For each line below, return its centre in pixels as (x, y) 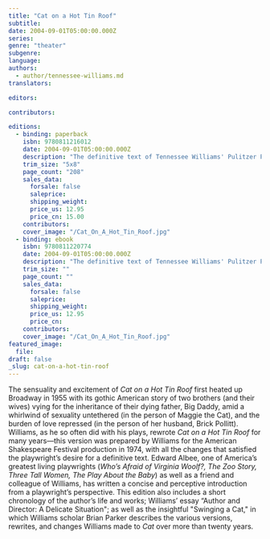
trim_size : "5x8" (52, 164)
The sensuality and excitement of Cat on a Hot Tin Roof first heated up (126, 390)
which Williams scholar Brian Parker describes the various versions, (121, 518)
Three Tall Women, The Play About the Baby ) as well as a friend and (121, 475)
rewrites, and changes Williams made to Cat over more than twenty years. (131, 527)
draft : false (30, 359)
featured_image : (35, 344)
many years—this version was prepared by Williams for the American (123, 441)
